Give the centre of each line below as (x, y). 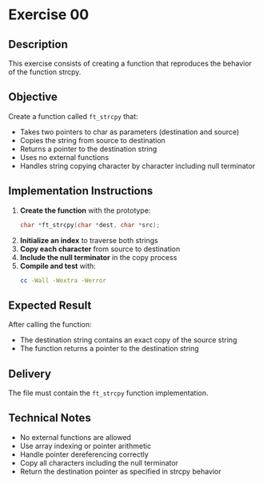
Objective (33, 97)
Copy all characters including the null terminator (99, 462)
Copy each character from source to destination (100, 249)
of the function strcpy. (45, 72)
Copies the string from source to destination (93, 140)
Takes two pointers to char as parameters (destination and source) (130, 132)
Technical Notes (50, 418)
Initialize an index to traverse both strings (89, 240)
